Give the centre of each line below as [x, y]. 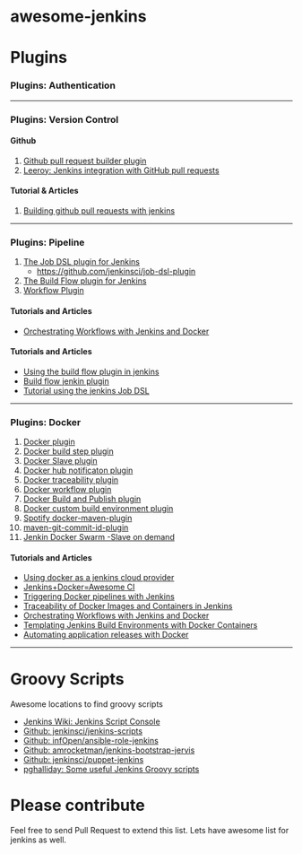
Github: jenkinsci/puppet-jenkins [83, 760]
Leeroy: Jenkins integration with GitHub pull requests [121, 170]
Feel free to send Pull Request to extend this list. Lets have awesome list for [150, 831]
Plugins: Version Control [65, 119]
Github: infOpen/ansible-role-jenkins [91, 741]
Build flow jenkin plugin [66, 381]
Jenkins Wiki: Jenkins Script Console [91, 722]
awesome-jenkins [78, 17]
